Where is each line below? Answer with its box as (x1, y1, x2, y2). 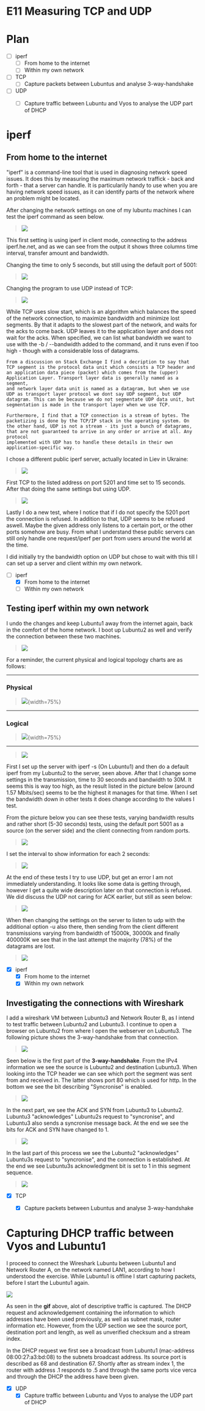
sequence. (6, 1169, 34, 1176)
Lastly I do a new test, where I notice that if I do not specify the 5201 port (6, 509, 190, 516)
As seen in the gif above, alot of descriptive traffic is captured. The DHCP (6, 1303, 192, 1310)
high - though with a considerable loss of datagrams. (6, 347, 140, 354)
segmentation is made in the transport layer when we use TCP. (6, 401, 171, 408)
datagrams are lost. (6, 942, 56, 950)
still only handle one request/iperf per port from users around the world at (6, 534, 192, 542)
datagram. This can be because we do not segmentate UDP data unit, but (6, 396, 195, 403)
